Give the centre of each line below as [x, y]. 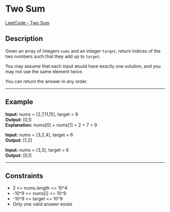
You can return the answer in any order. [46, 81]
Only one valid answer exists [42, 204]
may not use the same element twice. [44, 71]
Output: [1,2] [19, 140]
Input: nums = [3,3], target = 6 [37, 150]
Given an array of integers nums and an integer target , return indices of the [83, 51]
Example [19, 102]
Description [24, 39]
